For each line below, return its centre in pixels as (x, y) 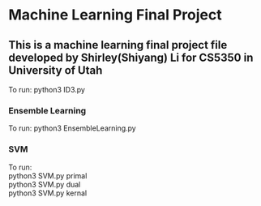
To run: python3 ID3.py (47, 90)
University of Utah (56, 70)
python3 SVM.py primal (48, 175)
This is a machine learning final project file (118, 45)
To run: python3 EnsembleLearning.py (72, 128)
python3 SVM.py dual (45, 184)
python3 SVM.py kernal (48, 193)
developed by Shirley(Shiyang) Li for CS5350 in (131, 57)
